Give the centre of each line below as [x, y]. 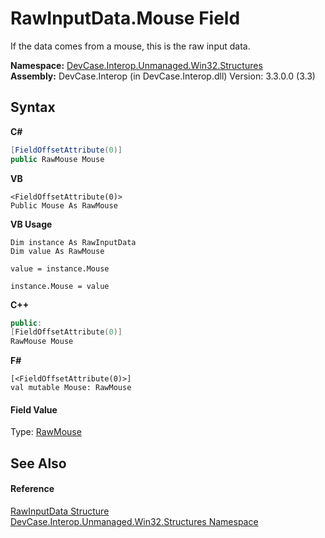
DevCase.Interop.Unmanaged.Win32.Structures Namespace [134, 521]
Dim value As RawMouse [57, 251]
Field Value [34, 409]
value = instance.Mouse [60, 268]
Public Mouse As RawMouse [64, 205]
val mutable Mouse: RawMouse [71, 388]
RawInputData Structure [60, 511]
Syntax [33, 107]
